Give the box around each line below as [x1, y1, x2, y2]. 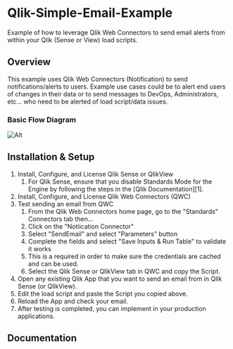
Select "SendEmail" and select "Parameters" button [27, 229, 178, 238]
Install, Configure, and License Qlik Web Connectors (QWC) [17, 192, 191, 201]
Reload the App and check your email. [17, 297, 129, 305]
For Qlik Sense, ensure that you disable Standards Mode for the [27, 177, 213, 186]
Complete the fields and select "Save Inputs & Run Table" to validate [27, 237, 227, 246]
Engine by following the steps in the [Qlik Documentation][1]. [27, 184, 204, 193]
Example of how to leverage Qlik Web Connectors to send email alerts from [7, 28, 225, 37]
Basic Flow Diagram [7, 115, 76, 125]
